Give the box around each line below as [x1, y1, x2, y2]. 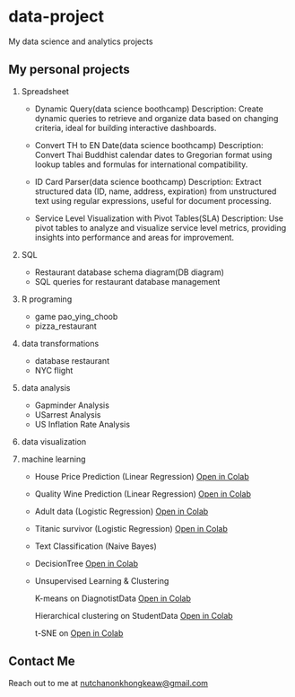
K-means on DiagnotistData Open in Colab [34, 593, 192, 604]
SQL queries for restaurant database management [34, 276, 221, 287]
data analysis [21, 382, 71, 393]
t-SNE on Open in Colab [34, 627, 124, 639]
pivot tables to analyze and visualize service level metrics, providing [34, 222, 287, 233]
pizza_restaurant [34, 321, 98, 331]
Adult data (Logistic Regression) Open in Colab [34, 506, 209, 516]
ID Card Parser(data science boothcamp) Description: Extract [34, 176, 262, 187]
